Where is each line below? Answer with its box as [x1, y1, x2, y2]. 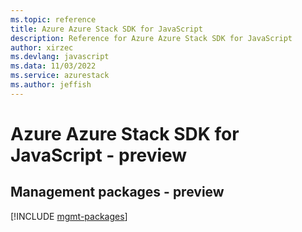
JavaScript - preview [10, 144, 188, 166]
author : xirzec [10, 42, 74, 53]
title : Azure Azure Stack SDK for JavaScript [10, 24, 203, 34]
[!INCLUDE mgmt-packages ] [10, 210, 128, 222]
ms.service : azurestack [10, 71, 110, 81]
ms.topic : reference [10, 14, 97, 25]
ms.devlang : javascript [10, 52, 110, 62]
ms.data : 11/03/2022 [10, 61, 97, 71]
